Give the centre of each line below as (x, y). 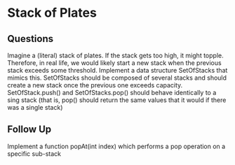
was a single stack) (35, 107)
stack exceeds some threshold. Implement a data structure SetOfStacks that (117, 70)
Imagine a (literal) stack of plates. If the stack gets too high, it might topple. (115, 55)
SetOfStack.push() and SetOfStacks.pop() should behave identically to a (112, 93)
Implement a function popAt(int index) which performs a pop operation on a (116, 146)
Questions (31, 39)
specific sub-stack (34, 153)
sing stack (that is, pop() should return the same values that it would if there (117, 100)
